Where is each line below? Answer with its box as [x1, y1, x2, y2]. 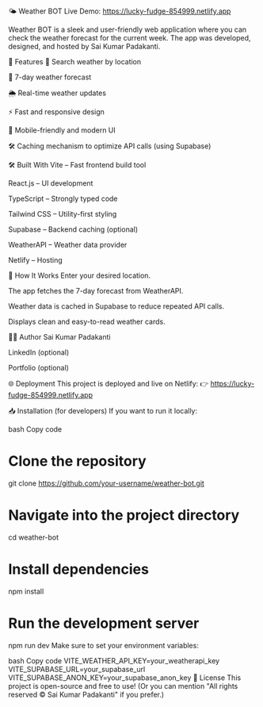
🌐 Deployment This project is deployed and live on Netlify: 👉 [8, 379, 209, 388]
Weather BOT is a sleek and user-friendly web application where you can [8, 25, 247, 34]
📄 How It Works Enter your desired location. [8, 271, 151, 280]
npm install [8, 586, 44, 596]
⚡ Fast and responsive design [8, 107, 105, 117]
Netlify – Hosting [8, 256, 63, 264]
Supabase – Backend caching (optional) [8, 225, 139, 234]
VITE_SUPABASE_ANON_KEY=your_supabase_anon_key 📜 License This [8, 673, 242, 682]
